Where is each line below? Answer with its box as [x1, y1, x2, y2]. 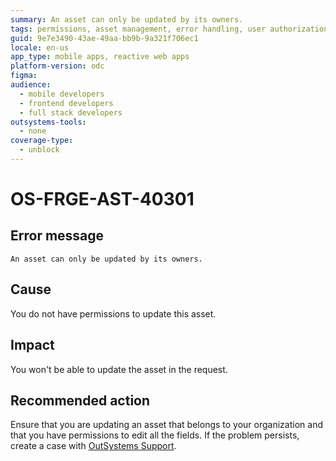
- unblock [19, 145, 60, 155]
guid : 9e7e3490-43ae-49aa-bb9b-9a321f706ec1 [10, 33, 199, 43]
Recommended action [10, 392, 151, 409]
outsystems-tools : [10, 117, 87, 127]
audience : [10, 80, 52, 90]
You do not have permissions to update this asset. [10, 307, 217, 320]
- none [19, 126, 47, 136]
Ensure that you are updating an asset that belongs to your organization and [10, 419, 323, 431]
